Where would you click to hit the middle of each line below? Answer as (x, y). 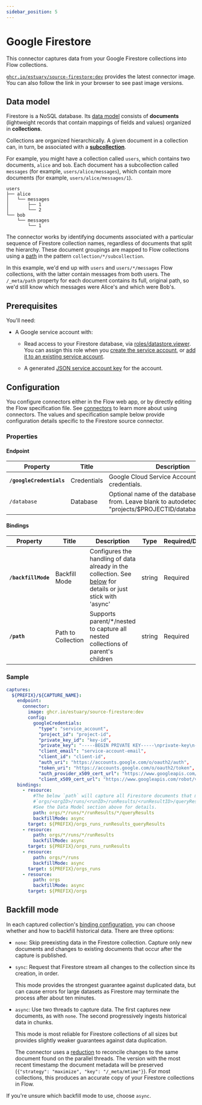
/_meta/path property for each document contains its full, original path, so (98, 281)
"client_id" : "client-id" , (72, 757)
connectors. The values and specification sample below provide (86, 414)
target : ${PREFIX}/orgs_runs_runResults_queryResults (96, 824)
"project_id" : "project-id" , (75, 734)
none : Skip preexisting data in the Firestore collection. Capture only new (103, 942)
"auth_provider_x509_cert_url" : (79, 773)
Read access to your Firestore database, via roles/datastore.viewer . (107, 344)
